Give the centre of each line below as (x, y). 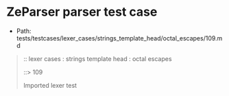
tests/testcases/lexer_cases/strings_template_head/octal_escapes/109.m (119, 38)
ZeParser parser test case (82, 12)
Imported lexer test (50, 85)
